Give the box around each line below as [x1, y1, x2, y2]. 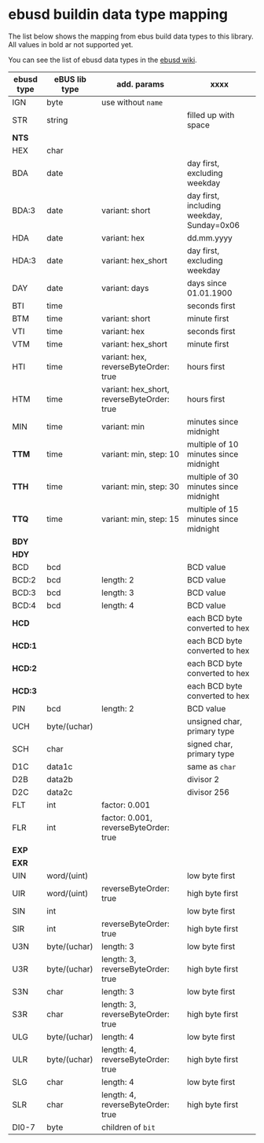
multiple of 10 [187, 439, 239, 450]
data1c [46, 761, 73, 772]
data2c [46, 786, 73, 797]
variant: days [101, 282, 149, 293]
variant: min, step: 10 [101, 448, 180, 459]
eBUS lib [53, 73, 86, 84]
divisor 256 [187, 786, 230, 797]
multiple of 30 [187, 471, 239, 482]
